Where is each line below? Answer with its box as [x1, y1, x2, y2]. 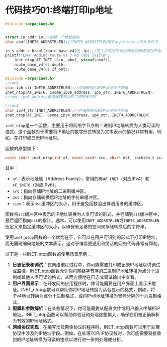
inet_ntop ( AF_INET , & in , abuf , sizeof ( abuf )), [14, 58, 112, 63]
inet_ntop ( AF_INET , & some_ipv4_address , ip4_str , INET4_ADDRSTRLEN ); [5, 113, 153, 118]
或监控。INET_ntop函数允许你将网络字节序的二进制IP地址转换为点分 [12, 268, 151, 274]
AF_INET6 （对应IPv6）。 [12, 181, 60, 187]
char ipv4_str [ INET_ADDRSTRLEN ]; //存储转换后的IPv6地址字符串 [5, 108, 128, 113]
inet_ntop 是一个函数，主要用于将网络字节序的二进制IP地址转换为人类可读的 [5, 122, 160, 128]
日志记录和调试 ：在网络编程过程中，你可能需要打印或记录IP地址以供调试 [12, 261, 161, 267]
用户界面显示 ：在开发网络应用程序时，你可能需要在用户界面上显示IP [12, 280, 152, 286]
